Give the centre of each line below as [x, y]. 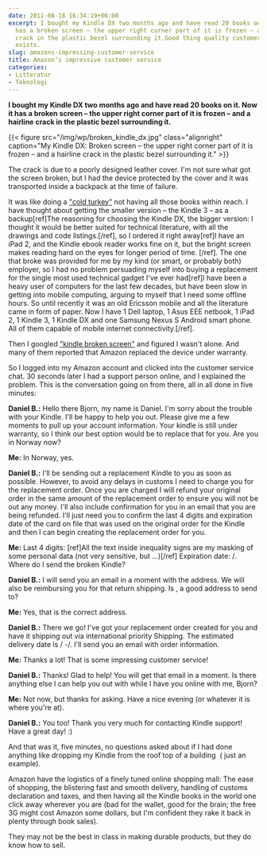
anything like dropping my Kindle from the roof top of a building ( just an [127, 755]
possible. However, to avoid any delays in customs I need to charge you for [131, 481]
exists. [28, 45]
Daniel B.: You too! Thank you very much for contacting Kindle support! [126, 722]
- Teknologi [28, 82]
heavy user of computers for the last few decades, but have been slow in [128, 286]
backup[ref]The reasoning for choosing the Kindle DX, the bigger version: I [131, 219]
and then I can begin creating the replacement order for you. [107, 532]
